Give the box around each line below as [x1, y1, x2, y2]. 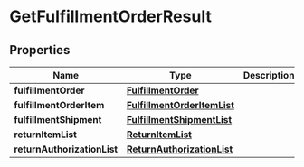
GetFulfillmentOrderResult [9, 6, 213, 27]
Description [242, 70, 295, 81]
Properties [9, 42, 71, 58]
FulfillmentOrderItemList [126, 99, 235, 111]
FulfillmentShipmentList [126, 114, 233, 125]
